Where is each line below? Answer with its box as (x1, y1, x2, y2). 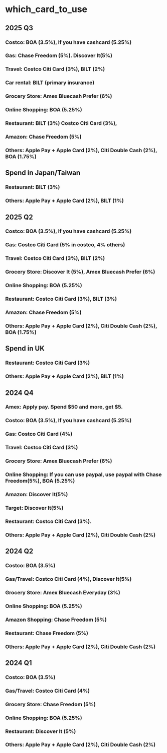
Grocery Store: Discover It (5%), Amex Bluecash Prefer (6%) (5, 268, 155, 276)
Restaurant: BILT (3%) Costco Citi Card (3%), (5, 120, 117, 127)
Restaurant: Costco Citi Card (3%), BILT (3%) (5, 296, 117, 303)
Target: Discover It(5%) (5, 504, 64, 511)
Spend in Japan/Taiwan (5, 169, 81, 177)
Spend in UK (5, 344, 45, 353)
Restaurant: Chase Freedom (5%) (5, 630, 89, 637)
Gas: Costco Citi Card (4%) (5, 431, 73, 438)
